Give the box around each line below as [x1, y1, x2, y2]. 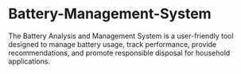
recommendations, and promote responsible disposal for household [8, 48, 231, 57]
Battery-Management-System [8, 5, 212, 23]
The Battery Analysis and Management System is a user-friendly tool [8, 31, 234, 41]
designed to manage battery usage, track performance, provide [8, 39, 217, 49]
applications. [8, 56, 50, 66]
